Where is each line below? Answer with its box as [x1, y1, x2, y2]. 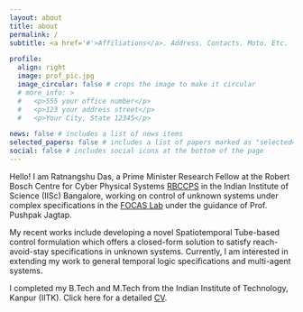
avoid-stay [9, 245, 50, 257]
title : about [9, 22, 59, 31]
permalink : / [9, 30, 59, 39]
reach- [252, 236, 279, 247]
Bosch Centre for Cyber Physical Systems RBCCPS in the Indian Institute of [9, 180, 289, 191]
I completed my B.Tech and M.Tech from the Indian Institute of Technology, [9, 282, 289, 293]
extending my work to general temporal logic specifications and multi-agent [9, 255, 291, 266]
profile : [9, 55, 42, 64]
